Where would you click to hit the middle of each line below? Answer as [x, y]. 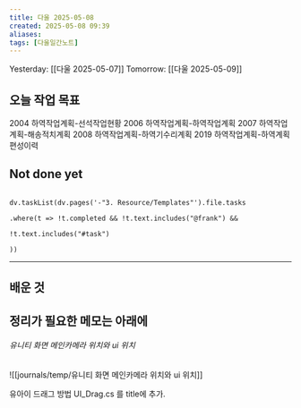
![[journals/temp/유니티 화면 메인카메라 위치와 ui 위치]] [106, 374]
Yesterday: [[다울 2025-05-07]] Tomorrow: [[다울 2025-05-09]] [126, 69]
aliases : [26, 34]
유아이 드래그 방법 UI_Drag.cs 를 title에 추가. [87, 394]
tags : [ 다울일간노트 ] [44, 42]
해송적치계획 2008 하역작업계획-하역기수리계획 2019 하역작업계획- [144, 134]
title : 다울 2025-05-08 [52, 17]
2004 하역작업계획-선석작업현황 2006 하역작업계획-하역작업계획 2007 [133, 123]
